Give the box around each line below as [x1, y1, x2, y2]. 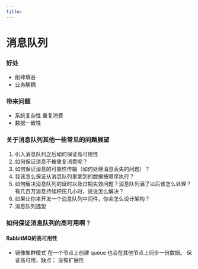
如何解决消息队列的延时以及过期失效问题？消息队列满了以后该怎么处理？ [14, 180, 191, 187]
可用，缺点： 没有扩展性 [25, 257, 84, 264]
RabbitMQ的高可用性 [6, 234, 58, 242]
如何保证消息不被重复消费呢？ [14, 158, 88, 165]
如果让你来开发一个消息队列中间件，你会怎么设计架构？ [14, 195, 150, 202]
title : [6, 8, 23, 15]
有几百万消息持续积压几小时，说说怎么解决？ [14, 187, 124, 195]
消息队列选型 [14, 202, 46, 209]
